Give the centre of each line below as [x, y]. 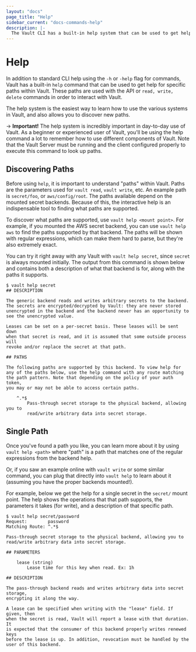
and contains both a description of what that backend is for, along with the [95, 268]
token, [14, 383]
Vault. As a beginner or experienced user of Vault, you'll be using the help [95, 132]
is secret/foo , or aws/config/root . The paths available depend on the [89, 196]
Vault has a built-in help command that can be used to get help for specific [96, 85]
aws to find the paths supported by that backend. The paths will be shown [94, 232]
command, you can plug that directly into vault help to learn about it [89, 476]
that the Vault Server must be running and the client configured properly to [96, 145]
